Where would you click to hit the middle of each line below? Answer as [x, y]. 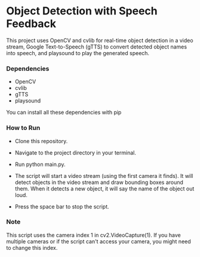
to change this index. [32, 247]
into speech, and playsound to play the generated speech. [78, 53]
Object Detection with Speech [82, 11]
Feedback [31, 24]
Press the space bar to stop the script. [62, 206]
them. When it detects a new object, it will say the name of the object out [104, 188]
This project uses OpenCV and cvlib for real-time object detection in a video [100, 40]
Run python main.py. [40, 164]
